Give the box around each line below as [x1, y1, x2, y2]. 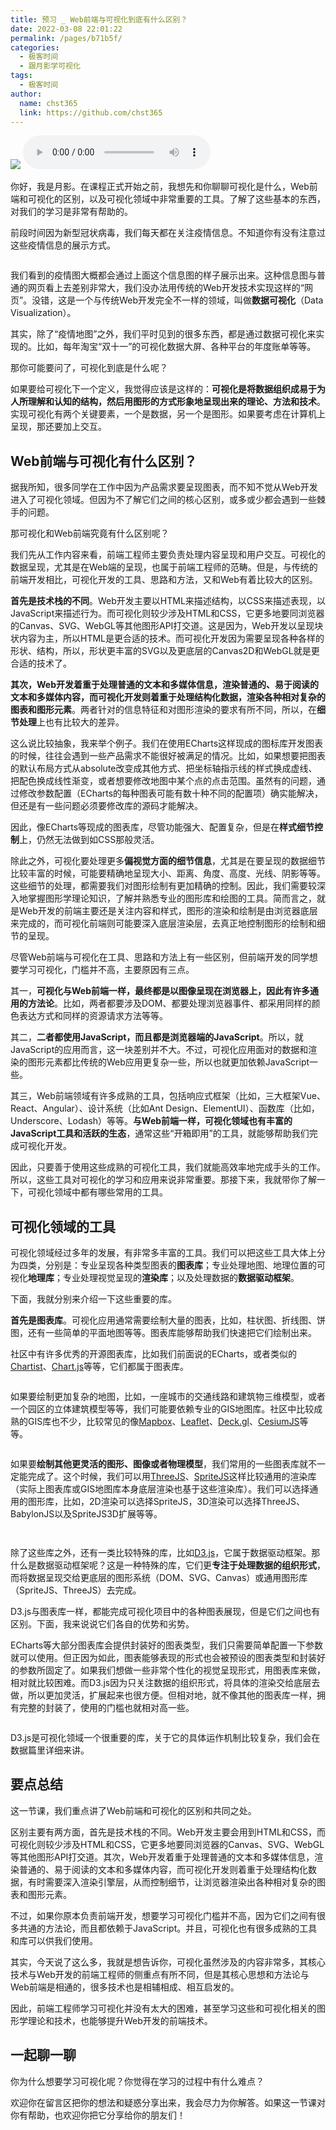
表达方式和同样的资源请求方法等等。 [18, 1010, 168, 1022]
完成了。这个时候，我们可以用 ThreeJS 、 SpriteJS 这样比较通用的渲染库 [27, 1471, 317, 1482]
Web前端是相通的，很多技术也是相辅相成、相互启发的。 [10, 1981, 240, 1993]
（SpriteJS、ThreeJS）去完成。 [10, 1584, 142, 1596]
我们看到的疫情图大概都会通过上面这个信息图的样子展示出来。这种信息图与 [10, 269, 317, 281]
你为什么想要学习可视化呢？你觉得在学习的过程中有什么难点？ [10, 2075, 265, 2087]
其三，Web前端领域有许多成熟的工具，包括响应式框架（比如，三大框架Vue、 [10, 1090, 326, 1102]
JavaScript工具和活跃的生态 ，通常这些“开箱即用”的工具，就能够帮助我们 [10, 1127, 310, 1140]
